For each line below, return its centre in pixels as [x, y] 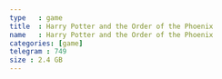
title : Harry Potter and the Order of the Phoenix [111, 26]
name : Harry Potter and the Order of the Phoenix [111, 35]
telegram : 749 [38, 52]
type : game [36, 18]
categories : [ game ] [46, 43]
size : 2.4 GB [36, 60]
